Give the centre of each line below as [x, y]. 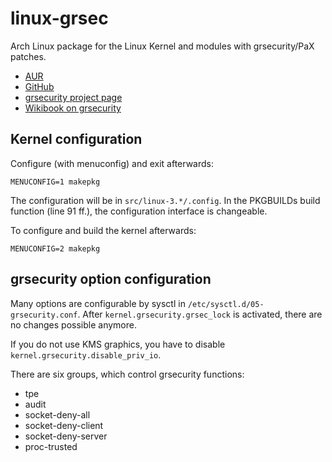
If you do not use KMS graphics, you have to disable [118, 344]
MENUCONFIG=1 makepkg [55, 182]
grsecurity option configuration [111, 279]
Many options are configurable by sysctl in [98, 303]
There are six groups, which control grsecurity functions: [127, 374]
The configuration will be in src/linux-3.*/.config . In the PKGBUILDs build [165, 200]
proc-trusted [51, 446]
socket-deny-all [57, 414]
